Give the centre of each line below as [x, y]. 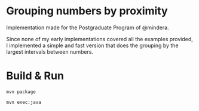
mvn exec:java [24, 102]
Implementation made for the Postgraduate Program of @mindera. [88, 27]
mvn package [21, 92]
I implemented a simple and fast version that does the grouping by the [92, 45]
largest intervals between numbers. [50, 51]
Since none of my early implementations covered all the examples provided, [99, 39]
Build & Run [35, 76]
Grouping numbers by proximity [87, 11]
